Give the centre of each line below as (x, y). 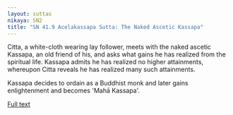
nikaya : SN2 (25, 20)
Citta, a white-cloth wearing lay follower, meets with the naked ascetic (109, 47)
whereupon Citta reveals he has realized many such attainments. (101, 69)
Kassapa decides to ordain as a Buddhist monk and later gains (98, 83)
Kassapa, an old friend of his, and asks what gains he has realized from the (116, 54)
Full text (19, 104)
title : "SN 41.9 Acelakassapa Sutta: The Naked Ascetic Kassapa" (105, 27)
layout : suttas (30, 14)
